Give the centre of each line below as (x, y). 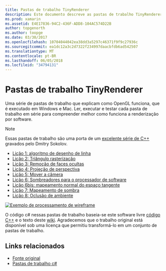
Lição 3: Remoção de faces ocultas (48, 164)
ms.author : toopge (24, 33)
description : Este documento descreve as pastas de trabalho (69, 14)
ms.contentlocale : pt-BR (31, 56)
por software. (19, 119)
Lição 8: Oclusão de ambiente (42, 196)
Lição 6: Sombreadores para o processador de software (69, 180)
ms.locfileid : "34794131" (32, 65)
